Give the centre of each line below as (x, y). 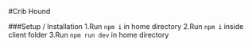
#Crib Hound (29, 11)
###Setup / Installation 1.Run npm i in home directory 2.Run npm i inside (126, 26)
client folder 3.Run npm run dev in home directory (89, 35)
